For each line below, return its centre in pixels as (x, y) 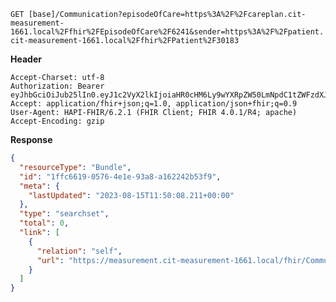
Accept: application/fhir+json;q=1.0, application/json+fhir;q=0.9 (154, 104)
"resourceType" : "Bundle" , (75, 167)
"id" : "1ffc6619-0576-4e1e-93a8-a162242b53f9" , (120, 176)
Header (26, 59)
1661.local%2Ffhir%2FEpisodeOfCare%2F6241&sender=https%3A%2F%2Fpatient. (167, 32)
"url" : (50, 260)
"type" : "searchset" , (64, 214)
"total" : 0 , (44, 223)
